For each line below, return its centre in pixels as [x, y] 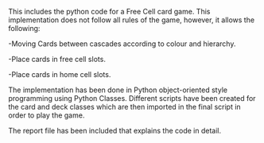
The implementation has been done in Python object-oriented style [118, 90]
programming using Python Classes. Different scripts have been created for [132, 98]
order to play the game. [47, 115]
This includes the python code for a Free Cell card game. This [109, 12]
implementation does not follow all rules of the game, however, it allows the [132, 20]
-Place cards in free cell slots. [57, 59]
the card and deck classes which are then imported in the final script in [124, 107]
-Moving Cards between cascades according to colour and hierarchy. [122, 44]
